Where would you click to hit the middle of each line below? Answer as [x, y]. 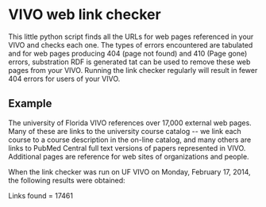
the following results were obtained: [67, 180]
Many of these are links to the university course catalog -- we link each [125, 131]
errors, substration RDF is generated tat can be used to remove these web [129, 62]
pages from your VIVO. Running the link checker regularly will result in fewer [133, 70]
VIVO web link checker [85, 15]
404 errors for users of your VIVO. [64, 79]
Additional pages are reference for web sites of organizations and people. [129, 156]
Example [30, 103]
